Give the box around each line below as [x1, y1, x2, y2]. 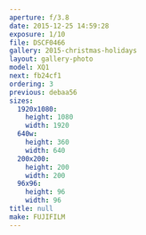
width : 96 [25, 196, 62, 206]
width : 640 [25, 146, 66, 155]
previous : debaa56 [9, 88, 77, 97]
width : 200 [25, 171, 66, 180]
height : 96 [25, 188, 66, 197]
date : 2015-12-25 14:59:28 [9, 21, 109, 30]
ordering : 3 [9, 80, 53, 88]
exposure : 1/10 [9, 29, 66, 38]
